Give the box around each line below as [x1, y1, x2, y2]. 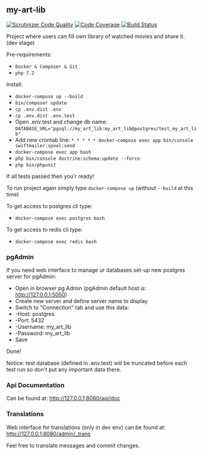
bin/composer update [15, 100, 67, 106]
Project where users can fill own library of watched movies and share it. [6, 33, 185, 40]
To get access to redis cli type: [6, 226, 83, 233]
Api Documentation [6, 381, 65, 390]
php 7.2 [15, 70, 34, 76]
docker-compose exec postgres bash [15, 215, 105, 221]
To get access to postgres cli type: [6, 202, 93, 209]
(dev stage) [6, 39, 35, 46]
